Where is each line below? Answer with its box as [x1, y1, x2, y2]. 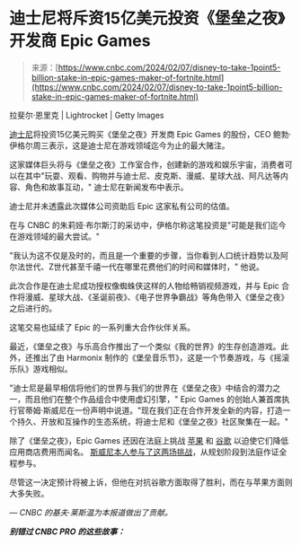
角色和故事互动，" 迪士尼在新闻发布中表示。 [24, 181, 189, 192]
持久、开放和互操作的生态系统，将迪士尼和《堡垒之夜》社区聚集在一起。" [16, 416, 289, 426]
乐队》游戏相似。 [9, 363, 73, 374]
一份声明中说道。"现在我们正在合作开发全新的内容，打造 [75, 405, 283, 416]
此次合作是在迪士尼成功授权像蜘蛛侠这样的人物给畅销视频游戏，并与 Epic [9, 280, 280, 291]
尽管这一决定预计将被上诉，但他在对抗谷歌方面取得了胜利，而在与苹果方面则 [9, 477, 293, 488]
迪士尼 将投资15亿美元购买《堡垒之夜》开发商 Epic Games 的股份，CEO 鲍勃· [9, 128, 292, 139]
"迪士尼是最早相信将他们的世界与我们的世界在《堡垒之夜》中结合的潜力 [9, 382, 273, 393]
